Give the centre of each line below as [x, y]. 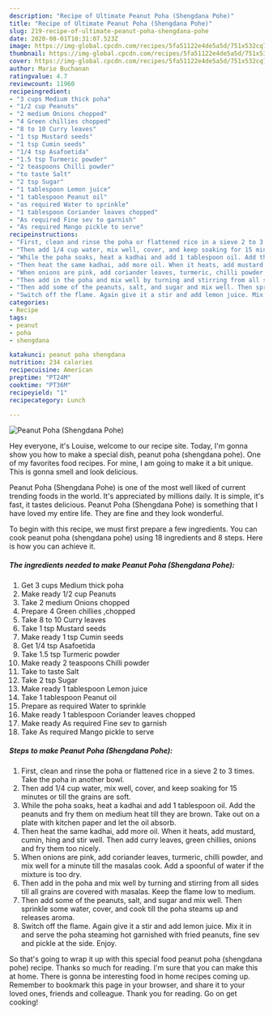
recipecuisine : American [51, 370]
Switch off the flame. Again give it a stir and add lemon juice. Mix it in [136, 927]
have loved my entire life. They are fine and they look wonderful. [117, 514]
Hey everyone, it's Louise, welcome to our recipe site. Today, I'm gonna [128, 446]
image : [20, 46]
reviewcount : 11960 [42, 84]
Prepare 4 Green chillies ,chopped [78, 611]
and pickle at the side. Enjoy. [68, 944]
